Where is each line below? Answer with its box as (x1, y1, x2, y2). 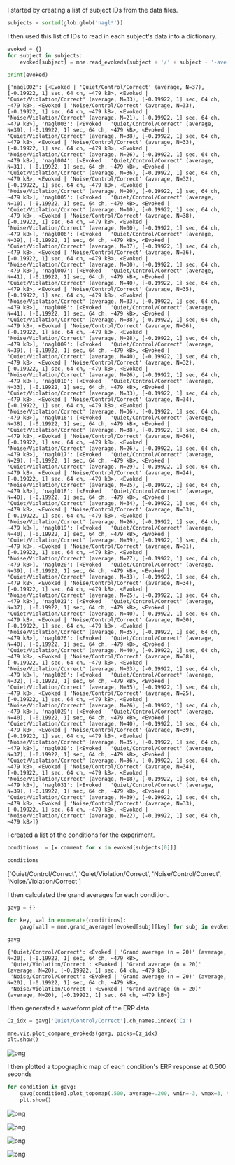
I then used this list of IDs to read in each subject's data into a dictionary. (7, 31, 217, 41)
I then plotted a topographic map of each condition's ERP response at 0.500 (7, 1063, 227, 1071)
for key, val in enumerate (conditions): (7, 917, 127, 924)
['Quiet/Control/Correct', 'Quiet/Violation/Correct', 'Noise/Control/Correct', (7, 870, 222, 878)
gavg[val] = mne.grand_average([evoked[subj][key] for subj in (20, 923, 208, 930)
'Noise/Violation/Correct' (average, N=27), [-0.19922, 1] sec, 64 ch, (7, 556, 220, 563)
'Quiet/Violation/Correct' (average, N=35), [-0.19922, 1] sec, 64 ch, (7, 684, 220, 691)
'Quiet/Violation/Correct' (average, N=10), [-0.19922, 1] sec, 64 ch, (7, 206, 220, 213)
